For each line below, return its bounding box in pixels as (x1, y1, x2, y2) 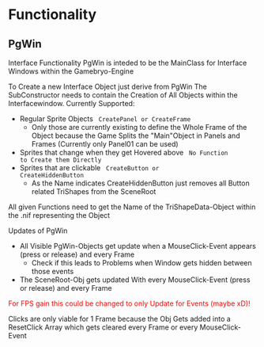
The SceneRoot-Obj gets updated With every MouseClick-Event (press (19, 275, 251, 284)
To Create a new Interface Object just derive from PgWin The (8, 82, 207, 91)
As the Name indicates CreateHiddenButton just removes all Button (31, 178, 251, 188)
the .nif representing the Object (8, 211, 111, 219)
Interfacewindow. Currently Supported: (8, 99, 135, 108)
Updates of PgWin (8, 226, 68, 235)
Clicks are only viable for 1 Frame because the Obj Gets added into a (8, 315, 231, 323)
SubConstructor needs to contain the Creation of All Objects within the (8, 90, 239, 100)
